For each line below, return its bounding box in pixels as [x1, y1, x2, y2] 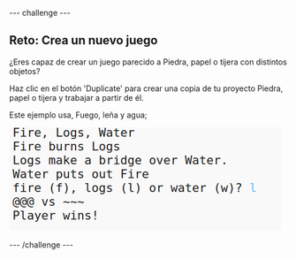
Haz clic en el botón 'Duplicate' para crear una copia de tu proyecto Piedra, [9, 83, 284, 94]
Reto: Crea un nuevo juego [9, 33, 158, 48]
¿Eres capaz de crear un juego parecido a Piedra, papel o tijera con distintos [9, 57, 287, 67]
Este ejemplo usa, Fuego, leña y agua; [9, 110, 148, 120]
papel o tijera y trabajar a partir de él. [9, 92, 144, 103]
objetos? [9, 65, 41, 76]
